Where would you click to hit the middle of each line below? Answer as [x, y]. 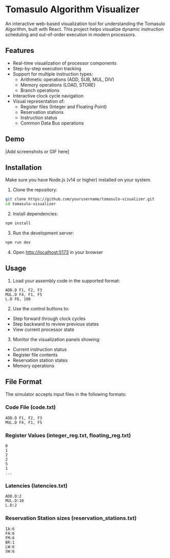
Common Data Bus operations [52, 123]
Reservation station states [40, 360]
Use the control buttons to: [41, 308]
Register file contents [35, 354]
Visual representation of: [39, 101]
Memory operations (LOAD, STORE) [58, 85]
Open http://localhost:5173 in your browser [58, 252]
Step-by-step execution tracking [47, 68]
